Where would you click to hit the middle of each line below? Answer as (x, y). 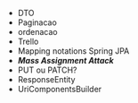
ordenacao (37, 32)
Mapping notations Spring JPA (73, 51)
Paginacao (37, 22)
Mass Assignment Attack (65, 60)
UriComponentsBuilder (60, 89)
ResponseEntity (46, 79)
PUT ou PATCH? (47, 70)
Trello (28, 41)
